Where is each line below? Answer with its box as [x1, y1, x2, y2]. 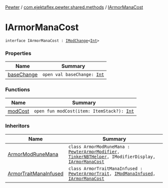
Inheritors [5, 122, 30, 129]
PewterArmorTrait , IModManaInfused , [68, 170, 156, 176]
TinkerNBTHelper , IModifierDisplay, [68, 153, 156, 159]
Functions [5, 86, 30, 93]
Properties [5, 49, 31, 56]
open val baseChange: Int [42, 72, 104, 77]
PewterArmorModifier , [68, 148, 120, 154]
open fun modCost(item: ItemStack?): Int [34, 108, 134, 114]
